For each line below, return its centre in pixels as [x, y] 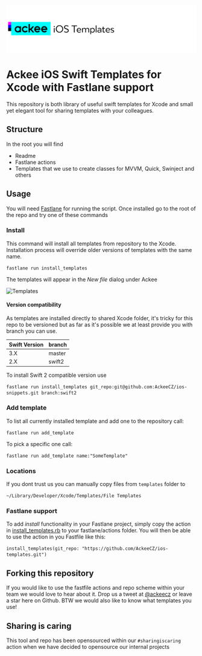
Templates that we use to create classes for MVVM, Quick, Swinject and [105, 168]
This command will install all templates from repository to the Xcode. [91, 244]
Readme [25, 156]
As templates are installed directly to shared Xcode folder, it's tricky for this [99, 318]
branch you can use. [32, 331]
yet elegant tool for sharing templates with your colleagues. [80, 110]
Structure [25, 129]
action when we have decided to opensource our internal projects [88, 647]
